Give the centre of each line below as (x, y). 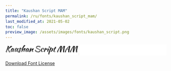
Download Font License (30, 63)
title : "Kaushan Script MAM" (36, 11)
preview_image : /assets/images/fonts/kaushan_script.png (67, 32)
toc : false (17, 27)
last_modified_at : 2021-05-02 (38, 21)
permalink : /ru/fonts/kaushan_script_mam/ (51, 16)
